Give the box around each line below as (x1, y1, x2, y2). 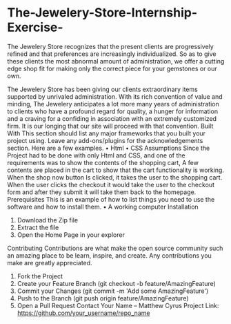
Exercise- (7, 19, 63, 35)
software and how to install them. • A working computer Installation (7, 202, 199, 211)
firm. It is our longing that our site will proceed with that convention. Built (7, 122, 214, 130)
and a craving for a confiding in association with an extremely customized (7, 114, 217, 122)
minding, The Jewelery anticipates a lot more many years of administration (7, 99, 219, 108)
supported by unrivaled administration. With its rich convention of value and (7, 92, 223, 101)
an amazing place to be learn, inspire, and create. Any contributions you (7, 251, 212, 260)
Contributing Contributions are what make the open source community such (7, 244, 223, 252)
